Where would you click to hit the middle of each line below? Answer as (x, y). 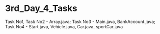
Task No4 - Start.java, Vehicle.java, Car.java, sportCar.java (64, 26)
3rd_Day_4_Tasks (41, 8)
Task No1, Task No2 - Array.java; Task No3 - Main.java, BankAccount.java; (80, 22)
